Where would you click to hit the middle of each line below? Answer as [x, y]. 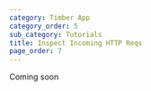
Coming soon [34, 77]
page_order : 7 [36, 51]
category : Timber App [50, 18]
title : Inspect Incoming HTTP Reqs [76, 43]
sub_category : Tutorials [56, 34]
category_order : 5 [44, 26]
